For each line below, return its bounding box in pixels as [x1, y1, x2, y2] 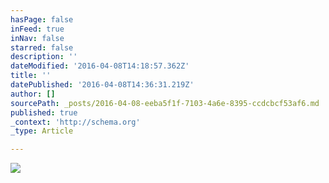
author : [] [10, 89, 56, 99]
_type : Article [10, 126, 74, 136]
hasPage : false [10, 14, 74, 25]
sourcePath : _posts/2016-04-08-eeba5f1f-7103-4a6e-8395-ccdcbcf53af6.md [10, 98, 320, 108]
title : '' [10, 71, 52, 81]
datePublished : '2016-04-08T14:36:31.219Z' [10, 80, 195, 90]
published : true [10, 107, 78, 118]
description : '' [10, 52, 78, 62]
